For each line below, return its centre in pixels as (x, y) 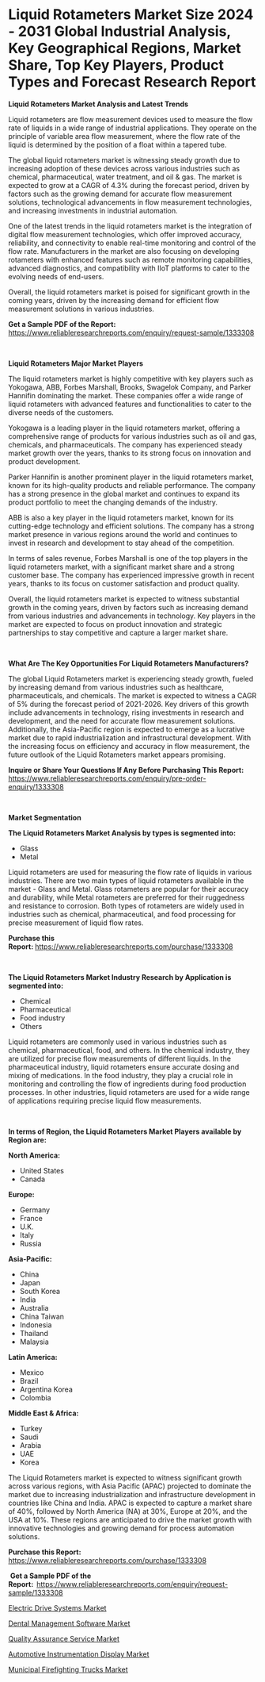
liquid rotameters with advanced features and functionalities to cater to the (130, 404)
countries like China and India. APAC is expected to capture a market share (130, 1503)
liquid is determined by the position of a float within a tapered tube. (117, 144)
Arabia (30, 1445)
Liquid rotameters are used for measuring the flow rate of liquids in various (130, 872)
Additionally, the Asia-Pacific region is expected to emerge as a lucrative (127, 729)
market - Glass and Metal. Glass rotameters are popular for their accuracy (129, 889)
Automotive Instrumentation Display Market (79, 1654)
